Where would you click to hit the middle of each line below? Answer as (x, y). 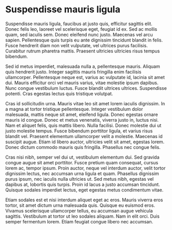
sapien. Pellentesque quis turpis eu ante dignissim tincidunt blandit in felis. (84, 40)
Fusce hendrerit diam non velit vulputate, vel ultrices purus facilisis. (77, 45)
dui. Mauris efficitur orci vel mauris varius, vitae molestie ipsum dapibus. (82, 83)
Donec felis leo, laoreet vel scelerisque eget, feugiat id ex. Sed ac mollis (81, 29)
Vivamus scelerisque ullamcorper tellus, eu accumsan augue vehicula (79, 210)
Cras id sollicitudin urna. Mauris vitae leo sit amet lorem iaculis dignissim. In (85, 103)
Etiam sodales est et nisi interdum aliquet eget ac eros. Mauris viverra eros (84, 200)
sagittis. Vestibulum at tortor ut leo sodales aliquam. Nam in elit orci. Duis (83, 216)
